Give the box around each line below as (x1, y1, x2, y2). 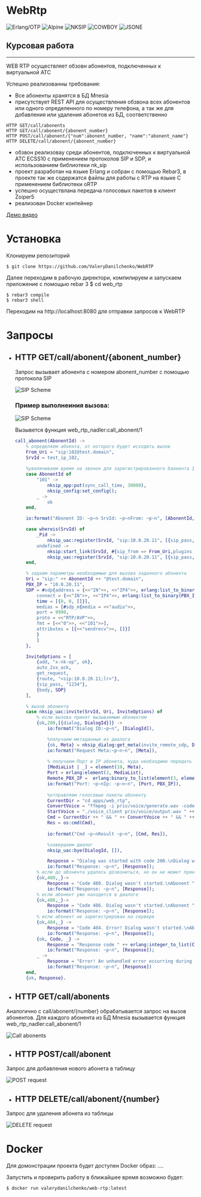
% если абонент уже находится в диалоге (36, 891, 139, 898)
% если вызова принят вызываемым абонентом (36, 715, 147, 721)
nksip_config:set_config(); (47, 488, 117, 494)
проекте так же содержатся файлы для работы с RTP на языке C (14, 174, 181, 181)
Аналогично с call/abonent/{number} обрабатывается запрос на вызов (6, 1007, 187, 1014)
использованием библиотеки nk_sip (14, 161, 107, 168)
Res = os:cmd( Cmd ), (47, 820, 96, 826)
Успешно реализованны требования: (6, 80, 100, 87)
